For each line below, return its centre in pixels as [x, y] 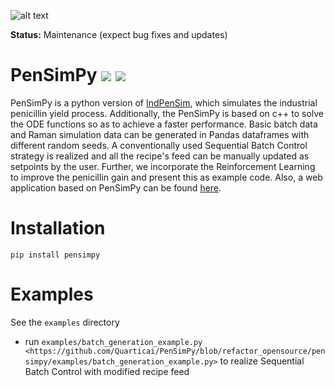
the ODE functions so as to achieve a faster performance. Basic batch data [164, 124]
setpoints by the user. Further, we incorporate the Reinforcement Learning [163, 166]
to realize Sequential [262, 361]
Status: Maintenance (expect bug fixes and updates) [119, 34]
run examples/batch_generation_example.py [113, 341]
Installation [58, 228]
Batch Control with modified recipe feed [107, 371]
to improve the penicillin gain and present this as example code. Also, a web [166, 177]
